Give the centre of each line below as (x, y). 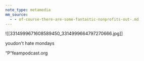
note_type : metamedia (28, 10)
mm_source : (17, 15)
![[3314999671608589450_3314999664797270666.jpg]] (64, 34)
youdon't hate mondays (30, 43)
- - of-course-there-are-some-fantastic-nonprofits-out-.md (74, 19)
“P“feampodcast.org (27, 53)
